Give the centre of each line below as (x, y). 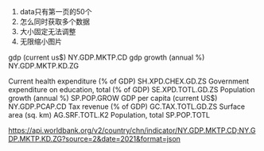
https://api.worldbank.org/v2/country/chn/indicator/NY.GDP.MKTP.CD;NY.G (132, 130)
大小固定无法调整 (48, 31)
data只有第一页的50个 (56, 12)
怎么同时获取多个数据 (54, 21)
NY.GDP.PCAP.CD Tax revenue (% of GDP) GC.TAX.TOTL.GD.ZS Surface (126, 106)
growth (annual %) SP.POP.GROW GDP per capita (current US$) (113, 98)
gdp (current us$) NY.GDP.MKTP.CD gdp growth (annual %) (107, 57)
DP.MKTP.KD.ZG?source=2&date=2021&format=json (95, 139)
